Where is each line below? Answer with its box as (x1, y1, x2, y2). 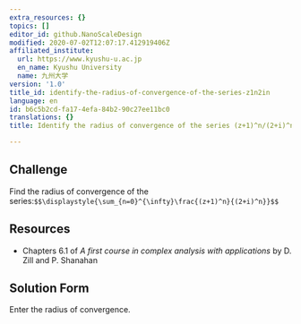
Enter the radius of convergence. (9, 304, 132, 315)
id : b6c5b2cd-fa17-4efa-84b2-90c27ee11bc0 (9, 105, 170, 114)
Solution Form (9, 281, 90, 296)
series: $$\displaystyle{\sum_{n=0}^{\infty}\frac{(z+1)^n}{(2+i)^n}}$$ (9, 195, 279, 206)
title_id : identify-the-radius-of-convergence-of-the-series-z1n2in (9, 88, 271, 97)
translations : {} (9, 113, 74, 122)
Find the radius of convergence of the (9, 185, 150, 197)
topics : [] (9, 21, 50, 30)
